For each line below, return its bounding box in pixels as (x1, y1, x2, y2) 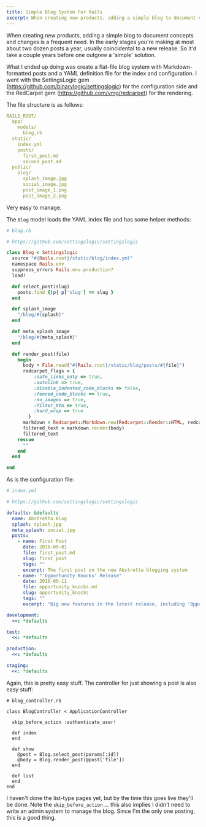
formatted (6, 69, 32, 77)
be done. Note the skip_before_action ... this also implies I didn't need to (6, 801, 191, 808)
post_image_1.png (22, 187, 67, 193)
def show (12, 746, 34, 752)
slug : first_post (22, 555, 67, 561)
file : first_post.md (22, 550, 75, 556)
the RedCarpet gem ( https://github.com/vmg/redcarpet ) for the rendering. (6, 89, 193, 96)
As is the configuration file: (6, 476, 75, 483)
